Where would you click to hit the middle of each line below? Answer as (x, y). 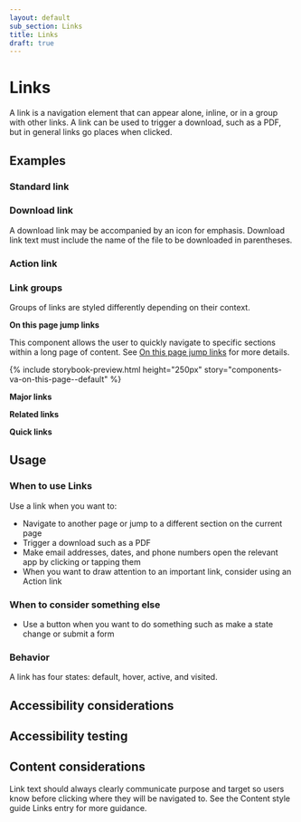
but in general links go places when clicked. (91, 132)
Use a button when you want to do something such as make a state (148, 624)
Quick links (31, 432)
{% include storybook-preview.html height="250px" (106, 370)
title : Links (34, 34)
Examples (38, 161)
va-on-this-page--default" (59, 379)
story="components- (243, 370)
